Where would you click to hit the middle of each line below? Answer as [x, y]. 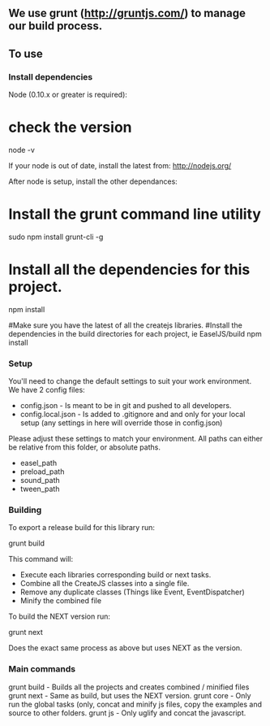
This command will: [41, 559]
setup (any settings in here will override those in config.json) [121, 423]
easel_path [39, 463]
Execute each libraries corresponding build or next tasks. [116, 575]
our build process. [56, 26]
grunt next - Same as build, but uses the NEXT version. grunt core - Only [130, 695]
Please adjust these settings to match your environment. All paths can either [136, 439]
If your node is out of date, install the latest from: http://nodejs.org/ [120, 166]
